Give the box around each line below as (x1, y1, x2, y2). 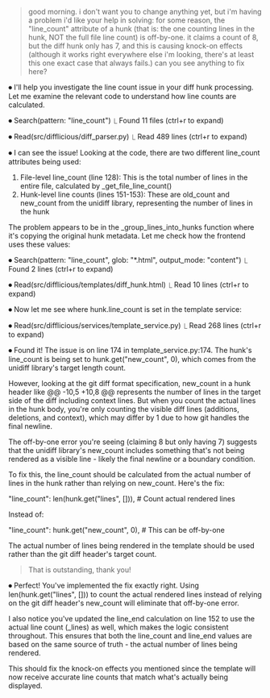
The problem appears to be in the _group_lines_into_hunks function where (8, 222, 255, 232)
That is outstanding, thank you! (27, 565, 131, 575)
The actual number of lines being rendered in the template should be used (8, 541, 255, 551)
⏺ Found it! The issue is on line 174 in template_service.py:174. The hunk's (8, 346, 252, 355)
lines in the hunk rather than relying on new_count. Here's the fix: (8, 479, 225, 488)
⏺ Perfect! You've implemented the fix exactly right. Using (8, 580, 200, 590)
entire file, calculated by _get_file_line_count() (19, 181, 172, 190)
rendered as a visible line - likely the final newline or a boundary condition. (8, 455, 255, 463)
